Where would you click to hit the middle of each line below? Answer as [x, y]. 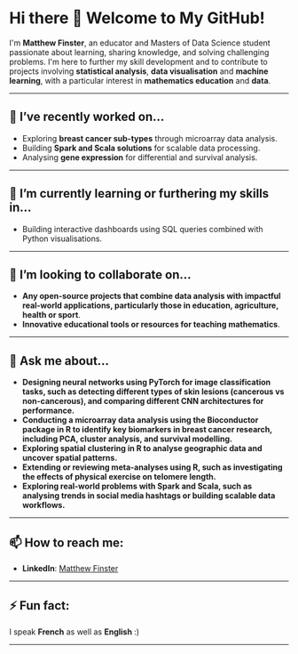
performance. [48, 411]
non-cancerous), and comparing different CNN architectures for [143, 401]
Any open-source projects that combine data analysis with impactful [151, 296]
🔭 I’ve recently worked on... [87, 117]
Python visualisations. [62, 238]
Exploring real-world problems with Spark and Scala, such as [137, 486]
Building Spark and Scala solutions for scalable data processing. [141, 148]
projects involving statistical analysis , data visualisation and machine [139, 71]
